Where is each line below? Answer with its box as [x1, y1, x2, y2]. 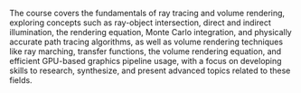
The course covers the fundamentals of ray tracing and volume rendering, [9, 8, 286, 18]
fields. [9, 75, 33, 85]
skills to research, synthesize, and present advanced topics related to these [9, 65, 291, 76]
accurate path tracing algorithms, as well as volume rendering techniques [9, 36, 283, 47]
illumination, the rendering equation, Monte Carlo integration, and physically [9, 27, 292, 37]
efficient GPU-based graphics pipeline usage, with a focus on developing [9, 56, 282, 66]
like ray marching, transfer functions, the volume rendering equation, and [9, 46, 282, 57]
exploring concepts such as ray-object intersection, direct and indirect [9, 17, 271, 28]
